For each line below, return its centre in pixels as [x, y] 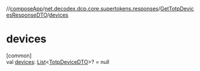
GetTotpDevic [177, 9]
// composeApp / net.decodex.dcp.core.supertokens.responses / [83, 9]
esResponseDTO [27, 15]
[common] [19, 55]
